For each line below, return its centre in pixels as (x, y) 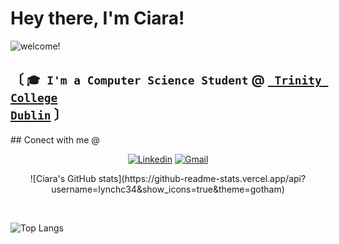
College (34, 98)
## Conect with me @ (55, 139)
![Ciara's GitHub (63, 178)
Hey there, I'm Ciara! (97, 18)
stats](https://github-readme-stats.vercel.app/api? (202, 178)
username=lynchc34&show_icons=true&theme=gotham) (168, 189)
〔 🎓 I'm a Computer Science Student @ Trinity (166, 80)
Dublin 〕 (39, 115)
